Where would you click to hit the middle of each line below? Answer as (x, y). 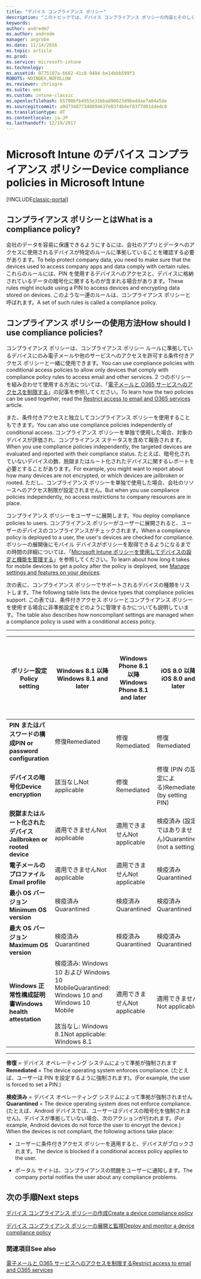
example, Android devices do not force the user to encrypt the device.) (94, 1125)
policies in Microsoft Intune (75, 183)
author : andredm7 (28, 28)
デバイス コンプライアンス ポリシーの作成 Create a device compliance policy (100, 1213)
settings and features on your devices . (54, 572)
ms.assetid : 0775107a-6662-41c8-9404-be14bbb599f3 (71, 73)
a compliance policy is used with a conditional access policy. (81, 622)
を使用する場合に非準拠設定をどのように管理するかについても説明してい (95, 607)
